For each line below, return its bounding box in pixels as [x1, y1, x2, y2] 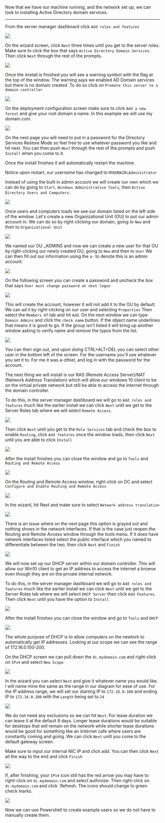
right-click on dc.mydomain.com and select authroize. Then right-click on [5, 778, 150, 784]
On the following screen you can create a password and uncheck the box [5, 277, 153, 283]
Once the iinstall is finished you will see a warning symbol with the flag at [5, 72, 153, 77]
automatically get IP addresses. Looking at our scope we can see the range [5, 639, 158, 645]
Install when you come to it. [5, 150, 64, 156]
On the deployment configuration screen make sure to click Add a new [5, 106, 146, 111]
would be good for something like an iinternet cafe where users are [5, 728, 141, 734]
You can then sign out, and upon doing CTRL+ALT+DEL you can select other [5, 346, 159, 352]
